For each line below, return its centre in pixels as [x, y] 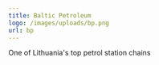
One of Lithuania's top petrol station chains [79, 53]
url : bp [21, 30]
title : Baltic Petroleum [50, 15]
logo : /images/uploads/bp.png [59, 23]
